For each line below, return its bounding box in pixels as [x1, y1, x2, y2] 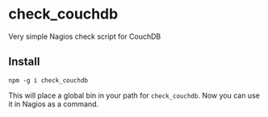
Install [8, 55, 40, 69]
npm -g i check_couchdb [8, 76, 89, 85]
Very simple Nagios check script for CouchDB [8, 31, 161, 41]
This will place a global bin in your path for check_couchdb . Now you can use [8, 90, 260, 100]
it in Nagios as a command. [8, 98, 99, 109]
